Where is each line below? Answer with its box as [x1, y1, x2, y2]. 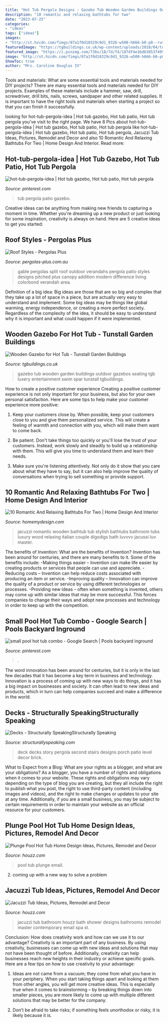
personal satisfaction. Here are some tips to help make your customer [5, 396, 149, 402]
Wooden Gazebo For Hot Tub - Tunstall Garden [5, 330, 153, 339]
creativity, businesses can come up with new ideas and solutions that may [5, 945, 158, 951]
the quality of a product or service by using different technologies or [5, 581, 146, 587]
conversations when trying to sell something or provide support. [12, 473, 145, 479]
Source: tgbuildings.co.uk [5, 361, 58, 367]
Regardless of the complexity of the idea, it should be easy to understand [5, 310, 156, 316]
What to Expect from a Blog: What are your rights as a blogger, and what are [5, 764, 162, 770]
